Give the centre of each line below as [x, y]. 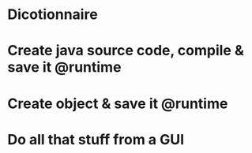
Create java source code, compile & [126, 51]
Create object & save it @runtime [118, 103]
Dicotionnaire [53, 15]
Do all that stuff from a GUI [96, 139]
